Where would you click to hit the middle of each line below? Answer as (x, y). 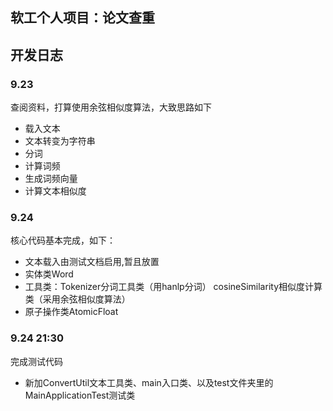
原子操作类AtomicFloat (71, 312)
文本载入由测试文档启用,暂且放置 (92, 262)
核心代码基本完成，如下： (63, 240)
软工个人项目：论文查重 (82, 18)
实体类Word (49, 274)
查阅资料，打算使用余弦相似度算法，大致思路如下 (111, 107)
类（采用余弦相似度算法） (77, 299)
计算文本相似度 (55, 191)
